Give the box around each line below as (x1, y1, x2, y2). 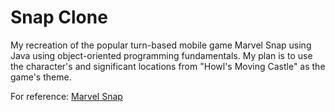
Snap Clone (10, 6, 108, 29)
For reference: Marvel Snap (10, 90, 123, 102)
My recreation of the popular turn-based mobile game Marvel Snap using (10, 39, 312, 51)
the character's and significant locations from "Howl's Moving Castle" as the (10, 60, 326, 72)
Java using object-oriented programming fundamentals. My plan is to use (10, 49, 313, 61)
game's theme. (10, 71, 72, 83)
